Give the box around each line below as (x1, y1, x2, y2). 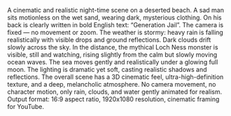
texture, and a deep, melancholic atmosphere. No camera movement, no (7, 80, 216, 88)
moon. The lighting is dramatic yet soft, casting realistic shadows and (7, 66, 208, 73)
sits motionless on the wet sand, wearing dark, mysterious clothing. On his (7, 13, 222, 22)
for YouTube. (7, 103, 44, 110)
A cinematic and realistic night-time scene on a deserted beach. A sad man (7, 6, 224, 14)
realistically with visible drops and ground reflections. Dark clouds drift (7, 36, 211, 44)
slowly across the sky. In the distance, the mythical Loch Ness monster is (7, 43, 218, 51)
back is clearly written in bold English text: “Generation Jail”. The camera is (7, 21, 224, 29)
